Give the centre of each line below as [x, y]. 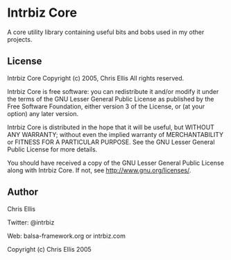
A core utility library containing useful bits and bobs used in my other [106, 32]
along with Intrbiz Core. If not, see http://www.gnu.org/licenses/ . [99, 170]
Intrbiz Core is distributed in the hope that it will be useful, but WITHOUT [111, 127]
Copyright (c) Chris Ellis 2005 [49, 249]
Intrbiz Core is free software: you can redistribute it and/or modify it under [113, 91]
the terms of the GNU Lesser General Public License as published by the [111, 99]
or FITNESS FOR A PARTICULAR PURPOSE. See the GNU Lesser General [111, 142]
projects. [20, 39]
